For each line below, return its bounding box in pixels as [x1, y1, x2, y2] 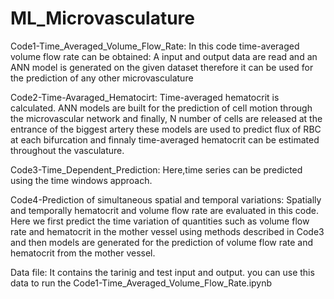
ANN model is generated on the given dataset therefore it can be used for [10, 61, 314, 73]
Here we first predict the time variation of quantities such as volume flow [10, 215, 310, 227]
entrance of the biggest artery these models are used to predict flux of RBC [10, 123, 322, 135]
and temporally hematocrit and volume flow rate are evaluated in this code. [10, 204, 319, 216]
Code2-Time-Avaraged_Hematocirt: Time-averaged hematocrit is [10, 91, 280, 103]
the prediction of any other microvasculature [10, 72, 194, 84]
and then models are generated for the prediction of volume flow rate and [10, 236, 314, 248]
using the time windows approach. [10, 174, 153, 186]
